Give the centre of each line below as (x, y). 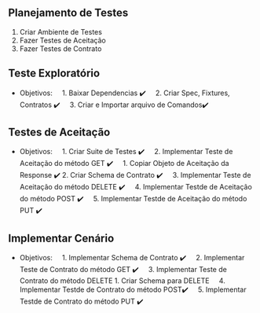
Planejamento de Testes (68, 13)
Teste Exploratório (54, 74)
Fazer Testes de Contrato (60, 48)
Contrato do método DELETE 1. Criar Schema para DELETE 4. (122, 281)
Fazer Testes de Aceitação (62, 40)
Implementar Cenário (61, 238)
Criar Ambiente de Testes (60, 31)
